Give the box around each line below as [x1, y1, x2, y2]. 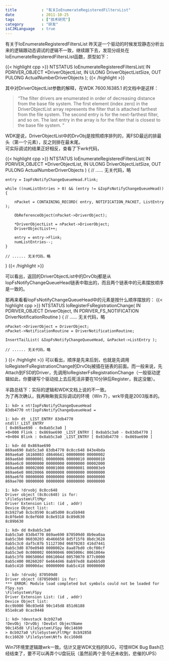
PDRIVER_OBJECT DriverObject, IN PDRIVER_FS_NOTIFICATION [5, 308, 139, 314]
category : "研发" [5, 21, 58, 27]
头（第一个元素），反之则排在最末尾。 [5, 139, 83, 145]
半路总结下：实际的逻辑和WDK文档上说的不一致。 [5, 387, 109, 393]
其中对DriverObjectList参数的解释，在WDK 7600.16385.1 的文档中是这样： [5, 85, 159, 92]
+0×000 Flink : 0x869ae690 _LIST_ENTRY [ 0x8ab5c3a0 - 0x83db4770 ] [5, 430, 153, 435]
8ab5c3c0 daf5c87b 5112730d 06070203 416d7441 [5, 541, 105, 547]
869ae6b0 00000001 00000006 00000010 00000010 [5, 457, 105, 462]
